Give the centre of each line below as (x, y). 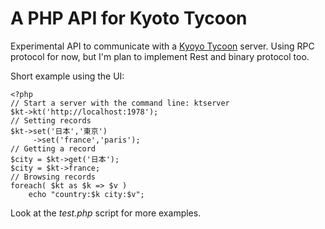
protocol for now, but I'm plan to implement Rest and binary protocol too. (160, 56)
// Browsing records (53, 177)
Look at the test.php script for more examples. (106, 213)
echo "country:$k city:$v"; (86, 194)
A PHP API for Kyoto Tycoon (129, 18)
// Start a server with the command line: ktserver (120, 103)
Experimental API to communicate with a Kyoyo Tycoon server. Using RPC (162, 46)
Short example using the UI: (67, 76)
